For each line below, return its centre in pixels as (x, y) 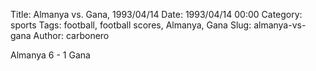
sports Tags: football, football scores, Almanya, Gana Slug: (131, 25)
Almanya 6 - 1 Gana (50, 55)
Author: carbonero (71, 35)
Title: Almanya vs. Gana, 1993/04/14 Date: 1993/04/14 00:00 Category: (156, 14)
